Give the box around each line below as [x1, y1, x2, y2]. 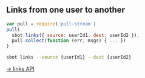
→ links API [6, 65, 35, 73]
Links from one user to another [6, 5, 126, 15]
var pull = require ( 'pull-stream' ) [6, 21, 96, 27]
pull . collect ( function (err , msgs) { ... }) [12, 37, 126, 44]
